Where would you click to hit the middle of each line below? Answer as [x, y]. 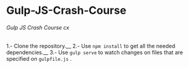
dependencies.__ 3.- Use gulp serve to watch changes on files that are [95, 52]
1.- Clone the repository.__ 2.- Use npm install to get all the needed [91, 46]
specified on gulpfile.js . [39, 59]
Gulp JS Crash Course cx [38, 27]
